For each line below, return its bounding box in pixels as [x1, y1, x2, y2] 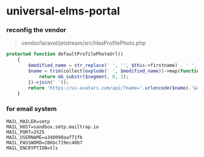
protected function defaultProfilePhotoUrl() [6, 51, 123, 57]
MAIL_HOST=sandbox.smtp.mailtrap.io [6, 124, 99, 130]
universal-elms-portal [6, 4, 120, 18]
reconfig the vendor [6, 26, 67, 34]
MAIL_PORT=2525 [6, 129, 45, 135]
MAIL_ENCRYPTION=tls [6, 145, 59, 151]
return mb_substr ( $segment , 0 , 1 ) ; [38, 74, 129, 80]
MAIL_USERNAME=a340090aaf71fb [6, 134, 83, 140]
